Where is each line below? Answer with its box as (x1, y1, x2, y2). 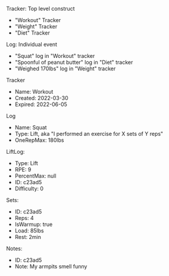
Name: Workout (14, 88, 54, 95)
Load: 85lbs (14, 227, 44, 234)
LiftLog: (6, 148, 25, 155)
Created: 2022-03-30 (14, 95, 68, 101)
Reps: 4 (14, 215, 34, 221)
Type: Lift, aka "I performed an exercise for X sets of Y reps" (14, 131, 164, 137)
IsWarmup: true (14, 221, 53, 228)
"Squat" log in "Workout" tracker (14, 52, 95, 59)
